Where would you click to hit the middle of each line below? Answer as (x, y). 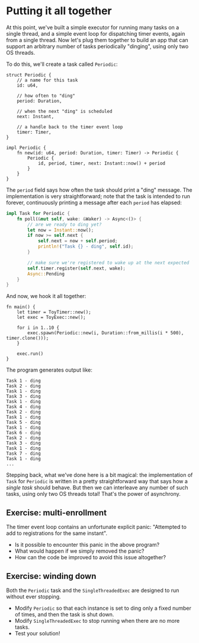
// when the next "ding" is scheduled (65, 111)
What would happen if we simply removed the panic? (79, 551)
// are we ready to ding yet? (65, 224)
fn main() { (21, 307)
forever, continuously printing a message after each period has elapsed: (94, 202)
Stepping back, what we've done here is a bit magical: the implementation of (99, 475)
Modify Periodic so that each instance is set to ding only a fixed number (103, 608)
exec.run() (30, 354)
